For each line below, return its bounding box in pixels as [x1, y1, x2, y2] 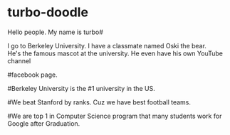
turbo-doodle [7, 4, 89, 21]
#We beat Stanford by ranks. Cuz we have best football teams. [7, 97, 191, 107]
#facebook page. [7, 70, 58, 79]
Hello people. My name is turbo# [7, 28, 103, 36]
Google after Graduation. [7, 119, 80, 128]
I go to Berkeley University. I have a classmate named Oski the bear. [7, 41, 207, 50]
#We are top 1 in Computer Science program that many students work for [7, 112, 222, 120]
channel [7, 56, 31, 65]
